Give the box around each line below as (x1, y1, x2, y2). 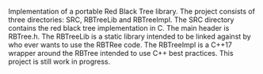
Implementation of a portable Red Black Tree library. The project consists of (8, 7, 256, 16)
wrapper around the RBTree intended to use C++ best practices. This (8, 49, 234, 57)
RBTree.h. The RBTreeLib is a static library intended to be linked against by (8, 31, 251, 41)
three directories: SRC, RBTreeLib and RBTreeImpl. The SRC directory (8, 15, 234, 24)
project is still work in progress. (8, 57, 111, 66)
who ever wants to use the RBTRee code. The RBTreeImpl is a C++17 (8, 40, 232, 50)
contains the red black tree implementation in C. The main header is (8, 24, 230, 32)
